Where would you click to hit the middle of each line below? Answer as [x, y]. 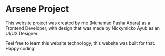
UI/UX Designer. [22, 33]
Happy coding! [21, 48]
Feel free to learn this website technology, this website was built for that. [80, 43]
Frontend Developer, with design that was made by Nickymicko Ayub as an [82, 28]
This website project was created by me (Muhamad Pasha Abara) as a [78, 23]
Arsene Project [37, 9]
